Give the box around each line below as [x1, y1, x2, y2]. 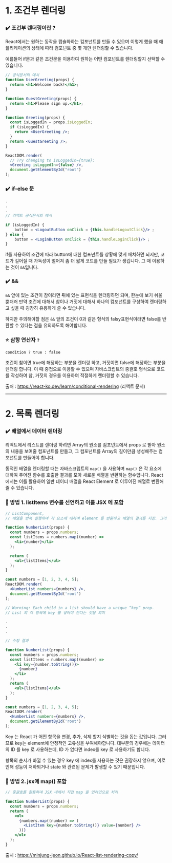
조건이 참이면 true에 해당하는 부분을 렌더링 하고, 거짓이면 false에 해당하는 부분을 [5, 359, 166, 365]
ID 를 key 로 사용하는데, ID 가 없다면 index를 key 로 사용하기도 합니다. [10, 746, 150, 753]
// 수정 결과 [5, 638, 29, 644]
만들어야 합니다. [23, 455, 55, 461]
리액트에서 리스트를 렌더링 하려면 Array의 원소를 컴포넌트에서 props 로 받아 [5, 442, 156, 448]
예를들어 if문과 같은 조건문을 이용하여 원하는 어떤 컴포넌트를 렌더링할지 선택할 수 [5, 56, 165, 62]
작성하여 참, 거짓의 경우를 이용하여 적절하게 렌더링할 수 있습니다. [10, 372, 139, 378]
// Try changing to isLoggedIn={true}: [10, 158, 95, 163]
